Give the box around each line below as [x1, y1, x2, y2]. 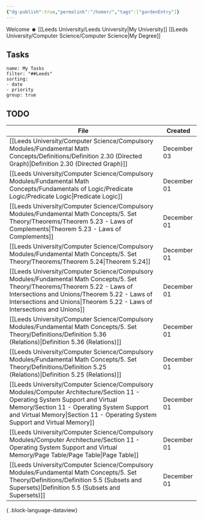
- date [6, 81, 23, 88]
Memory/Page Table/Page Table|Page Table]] [9, 451, 139, 459]
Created [166, 127, 190, 135]
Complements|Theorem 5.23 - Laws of [9, 225, 121, 234]
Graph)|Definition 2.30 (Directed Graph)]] [9, 160, 128, 168]
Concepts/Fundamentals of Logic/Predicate [9, 184, 134, 193]
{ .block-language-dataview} [6, 507, 78, 514]
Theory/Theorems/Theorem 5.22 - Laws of [9, 283, 133, 291]
